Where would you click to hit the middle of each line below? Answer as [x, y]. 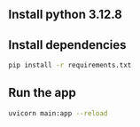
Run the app [42, 93]
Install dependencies [67, 45]
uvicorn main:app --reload [58, 113]
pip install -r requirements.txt [70, 66]
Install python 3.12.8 [66, 15]
